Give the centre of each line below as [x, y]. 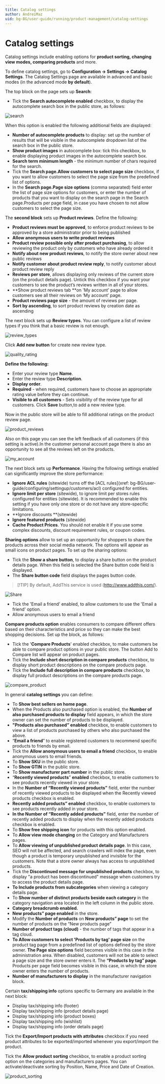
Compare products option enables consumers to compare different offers [80, 624]
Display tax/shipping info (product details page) [60, 1011]
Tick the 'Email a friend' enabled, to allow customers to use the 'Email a [84, 604]
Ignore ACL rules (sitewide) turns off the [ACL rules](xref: [70, 483]
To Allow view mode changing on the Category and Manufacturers [80, 835]
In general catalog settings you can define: [49, 694]
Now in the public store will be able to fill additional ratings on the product [80, 415]
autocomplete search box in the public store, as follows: [69, 106]
